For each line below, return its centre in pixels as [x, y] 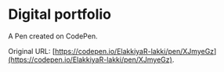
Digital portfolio [60, 14]
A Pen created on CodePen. [53, 36]
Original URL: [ [32, 51]
